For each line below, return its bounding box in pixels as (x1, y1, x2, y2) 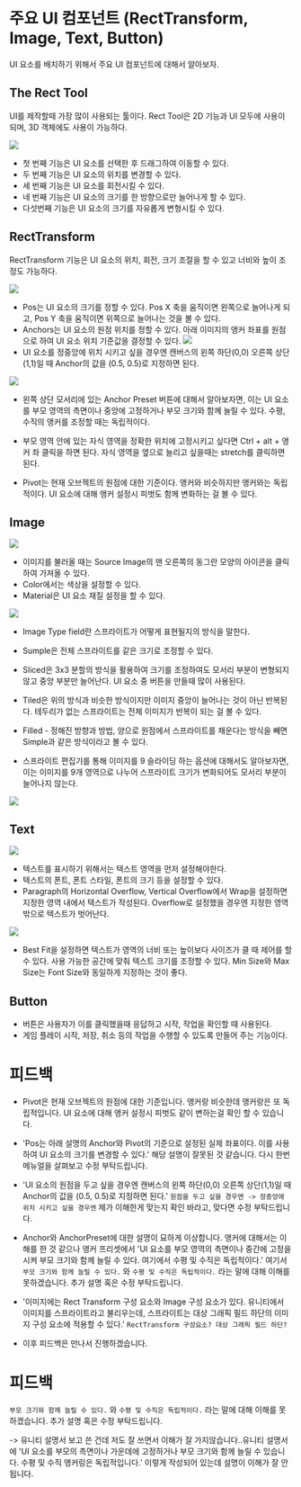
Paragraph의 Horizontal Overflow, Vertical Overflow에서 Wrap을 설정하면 (22, 886, 288, 897)
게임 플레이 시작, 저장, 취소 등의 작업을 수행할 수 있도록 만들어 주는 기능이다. (22, 1030, 288, 1040)
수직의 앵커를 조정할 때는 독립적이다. (22, 416, 150, 427)
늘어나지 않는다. (22, 778, 78, 789)
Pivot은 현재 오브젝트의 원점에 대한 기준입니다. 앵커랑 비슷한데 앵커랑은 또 (22, 1096, 281, 1106)
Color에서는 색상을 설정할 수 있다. (22, 579, 141, 590)
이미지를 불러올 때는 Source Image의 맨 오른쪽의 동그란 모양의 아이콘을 (22, 557, 273, 568)
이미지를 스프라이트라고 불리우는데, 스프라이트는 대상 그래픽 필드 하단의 (22, 1307, 272, 1318)
